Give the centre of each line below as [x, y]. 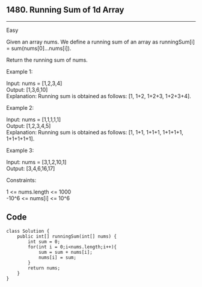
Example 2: [20, 107]
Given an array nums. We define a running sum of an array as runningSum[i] [101, 42]
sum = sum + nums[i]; [66, 252]
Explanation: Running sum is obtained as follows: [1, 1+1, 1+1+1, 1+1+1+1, [95, 132]
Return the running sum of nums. [47, 60]
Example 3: [20, 150]
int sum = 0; [44, 241]
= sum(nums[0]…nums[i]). [39, 48]
